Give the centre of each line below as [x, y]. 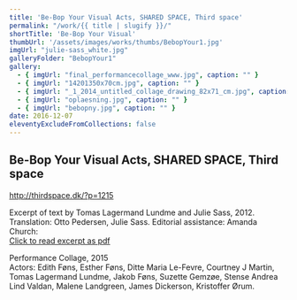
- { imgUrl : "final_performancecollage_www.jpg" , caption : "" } [138, 75]
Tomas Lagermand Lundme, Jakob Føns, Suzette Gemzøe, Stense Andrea [144, 276]
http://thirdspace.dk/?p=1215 [61, 195]
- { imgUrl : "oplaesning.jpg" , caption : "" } [103, 100]
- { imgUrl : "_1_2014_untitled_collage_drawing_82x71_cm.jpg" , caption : [154, 91]
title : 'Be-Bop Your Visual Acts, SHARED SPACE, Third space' [126, 17]
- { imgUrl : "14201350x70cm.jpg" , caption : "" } [108, 83]
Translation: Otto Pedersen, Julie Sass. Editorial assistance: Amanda [133, 221]
